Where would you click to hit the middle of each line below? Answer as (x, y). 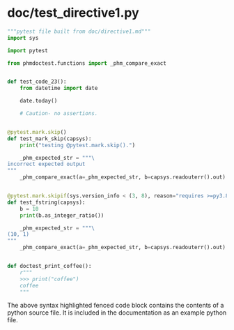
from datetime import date (59, 89)
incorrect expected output (46, 164)
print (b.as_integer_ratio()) (62, 215)
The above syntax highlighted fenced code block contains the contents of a (116, 306)
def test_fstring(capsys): (46, 202)
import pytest (28, 50)
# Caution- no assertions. (59, 114)
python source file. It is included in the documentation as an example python (117, 313)
